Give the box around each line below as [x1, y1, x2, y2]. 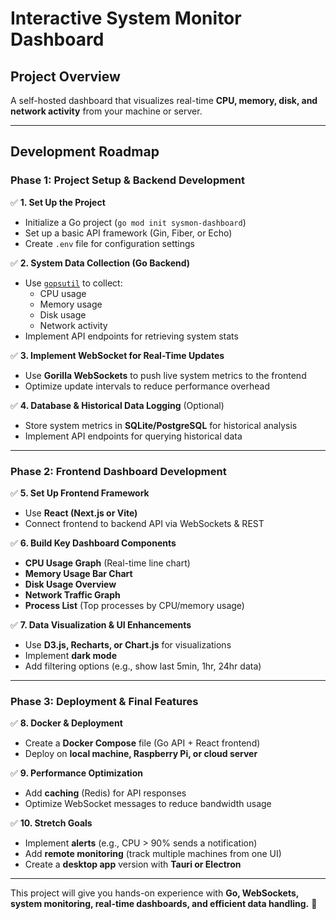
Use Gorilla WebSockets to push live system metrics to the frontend [24, 369, 307, 381]
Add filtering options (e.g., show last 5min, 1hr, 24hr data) [24, 660, 262, 672]
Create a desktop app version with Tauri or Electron [24, 858, 242, 871]
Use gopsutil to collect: [24, 277, 123, 289]
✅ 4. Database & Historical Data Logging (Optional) [10, 399, 225, 411]
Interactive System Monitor [10, 7, 242, 30]
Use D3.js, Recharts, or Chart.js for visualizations [24, 638, 232, 651]
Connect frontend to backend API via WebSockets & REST [24, 517, 265, 529]
